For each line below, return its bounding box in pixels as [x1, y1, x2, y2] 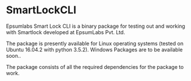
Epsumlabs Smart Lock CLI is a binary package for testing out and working [6, 23, 185, 30]
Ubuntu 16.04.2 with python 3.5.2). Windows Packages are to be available [6, 46, 183, 53]
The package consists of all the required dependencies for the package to [6, 63, 184, 70]
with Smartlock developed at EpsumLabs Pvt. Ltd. [6, 28, 125, 35]
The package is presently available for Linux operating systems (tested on [6, 40, 183, 47]
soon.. [6, 52, 22, 59]
